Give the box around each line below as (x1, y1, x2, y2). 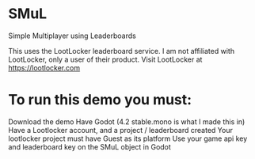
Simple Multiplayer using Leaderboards (8, 31, 136, 40)
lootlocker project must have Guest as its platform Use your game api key (8, 134, 248, 143)
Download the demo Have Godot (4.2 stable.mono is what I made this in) (8, 116, 245, 127)
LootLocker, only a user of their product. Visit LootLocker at (8, 55, 203, 64)
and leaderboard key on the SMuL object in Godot (8, 142, 172, 151)
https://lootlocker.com (8, 62, 81, 72)
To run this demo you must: (8, 91, 192, 109)
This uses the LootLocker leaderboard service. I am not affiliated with (8, 46, 235, 55)
